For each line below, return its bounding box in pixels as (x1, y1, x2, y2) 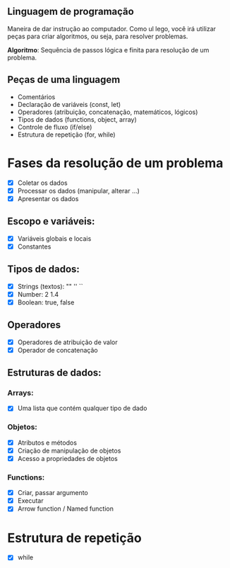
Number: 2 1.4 (17, 290, 59, 298)
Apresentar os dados (17, 194, 79, 203)
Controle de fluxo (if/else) (17, 123, 92, 131)
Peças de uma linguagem (7, 74, 121, 86)
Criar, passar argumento (17, 489, 88, 497)
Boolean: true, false (17, 297, 75, 307)
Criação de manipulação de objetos (17, 446, 121, 455)
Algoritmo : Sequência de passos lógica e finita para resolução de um (7, 45, 210, 54)
